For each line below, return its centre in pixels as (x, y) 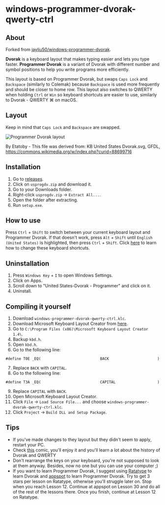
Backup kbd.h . (27, 339)
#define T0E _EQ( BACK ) (83, 359)
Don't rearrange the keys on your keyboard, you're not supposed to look (86, 460)
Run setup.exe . (28, 205)
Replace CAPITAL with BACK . (40, 391)
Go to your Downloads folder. (42, 189)
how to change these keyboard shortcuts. (48, 248)
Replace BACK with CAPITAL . (40, 368)
